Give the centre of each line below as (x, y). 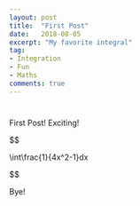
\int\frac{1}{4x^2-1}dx (49, 157)
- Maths (23, 75)
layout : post (33, 17)
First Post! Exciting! (44, 123)
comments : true (37, 83)
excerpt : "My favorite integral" (71, 42)
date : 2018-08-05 (45, 34)
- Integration (35, 59)
